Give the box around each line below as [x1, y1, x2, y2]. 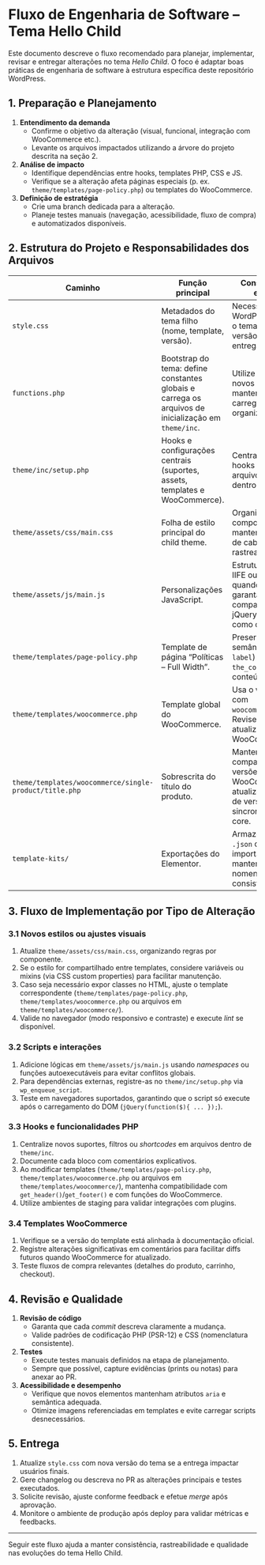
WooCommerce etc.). [31, 134, 101, 144]
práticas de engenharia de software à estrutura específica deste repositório [8, 65, 254, 74]
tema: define [161, 362, 208, 373]
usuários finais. [19, 1466, 69, 1476]
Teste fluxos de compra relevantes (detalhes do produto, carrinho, [19, 1261, 236, 1271]
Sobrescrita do [161, 771, 216, 782]
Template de [161, 641, 207, 652]
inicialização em [161, 412, 221, 423]
